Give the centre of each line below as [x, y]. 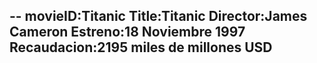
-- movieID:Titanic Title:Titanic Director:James [158, 16]
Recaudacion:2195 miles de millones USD [141, 47]
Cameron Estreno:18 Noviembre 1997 [127, 32]
